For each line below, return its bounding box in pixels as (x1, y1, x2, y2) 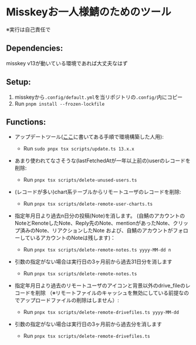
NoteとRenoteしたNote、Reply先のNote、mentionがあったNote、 (14, 220, 173, 227)
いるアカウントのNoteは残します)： (30, 235, 116, 242)
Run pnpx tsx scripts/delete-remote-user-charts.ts (23, 200, 153, 207)
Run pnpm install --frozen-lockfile (14, 100, 105, 107)
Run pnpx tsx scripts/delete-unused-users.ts (23, 176, 137, 183)
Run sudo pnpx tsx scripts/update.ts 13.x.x (23, 145, 135, 152)
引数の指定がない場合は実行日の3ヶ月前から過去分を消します (14, 321, 163, 328)
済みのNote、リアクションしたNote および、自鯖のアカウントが (19, 227, 173, 234)
